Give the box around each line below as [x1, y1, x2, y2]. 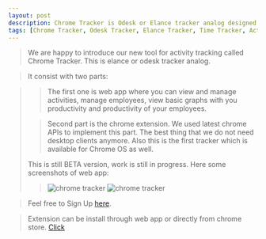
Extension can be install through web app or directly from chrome [27, 214, 242, 224]
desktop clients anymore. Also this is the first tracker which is [47, 136, 248, 146]
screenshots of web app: [27, 168, 109, 178]
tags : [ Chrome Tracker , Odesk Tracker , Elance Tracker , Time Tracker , [8, 26, 246, 34]
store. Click [27, 222, 65, 232]
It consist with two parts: [27, 72, 108, 82]
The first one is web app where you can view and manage [47, 87, 237, 97]
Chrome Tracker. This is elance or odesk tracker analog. [27, 56, 211, 66]
